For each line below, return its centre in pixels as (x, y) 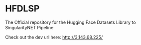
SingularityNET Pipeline (29, 27)
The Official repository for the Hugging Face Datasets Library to (70, 22)
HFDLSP (22, 9)
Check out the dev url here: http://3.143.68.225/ (54, 37)
